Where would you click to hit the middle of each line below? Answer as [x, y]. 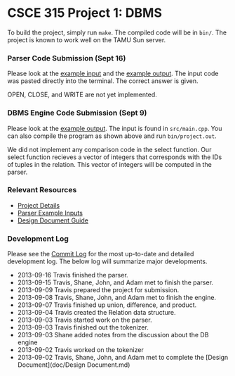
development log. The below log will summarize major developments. [107, 261]
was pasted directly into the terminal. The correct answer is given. [103, 81]
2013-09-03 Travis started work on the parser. [85, 320]
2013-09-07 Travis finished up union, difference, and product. [107, 305]
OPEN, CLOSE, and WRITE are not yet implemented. [82, 95]
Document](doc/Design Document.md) [74, 365]
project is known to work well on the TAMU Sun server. [87, 39]
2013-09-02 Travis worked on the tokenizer [80, 350]
